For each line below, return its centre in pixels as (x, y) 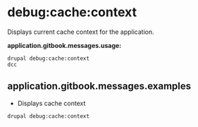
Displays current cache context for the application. (81, 32)
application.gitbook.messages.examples (99, 86)
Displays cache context (51, 103)
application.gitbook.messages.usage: (64, 45)
